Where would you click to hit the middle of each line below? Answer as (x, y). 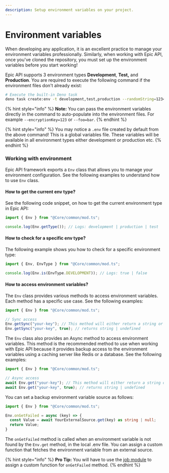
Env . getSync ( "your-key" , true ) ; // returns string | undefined (73, 329)
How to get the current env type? (40, 192)
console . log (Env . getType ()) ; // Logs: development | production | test (82, 227)
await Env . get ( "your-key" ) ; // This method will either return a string (83, 383)
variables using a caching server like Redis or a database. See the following (83, 354)
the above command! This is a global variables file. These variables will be (82, 135)
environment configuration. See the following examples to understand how (82, 175)
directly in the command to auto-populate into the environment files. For (80, 114)
